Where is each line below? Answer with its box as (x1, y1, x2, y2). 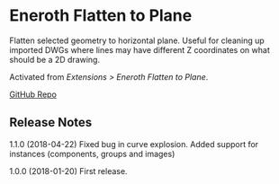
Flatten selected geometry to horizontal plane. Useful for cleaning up (9, 35, 265, 46)
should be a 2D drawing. (9, 54, 101, 65)
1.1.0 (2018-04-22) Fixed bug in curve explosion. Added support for (9, 138, 259, 149)
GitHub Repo (9, 89, 57, 100)
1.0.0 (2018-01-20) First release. (9, 165, 128, 176)
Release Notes (9, 115, 93, 130)
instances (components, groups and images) (9, 148, 175, 159)
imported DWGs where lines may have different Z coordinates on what (9, 44, 270, 55)
